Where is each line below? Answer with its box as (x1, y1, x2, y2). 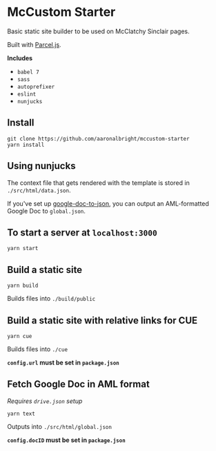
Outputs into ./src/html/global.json (7, 422, 112, 430)
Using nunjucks (7, 160, 76, 172)
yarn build (7, 282, 39, 290)
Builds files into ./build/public (7, 294, 96, 303)
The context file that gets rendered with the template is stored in (7, 178, 190, 187)
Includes (7, 53, 33, 62)
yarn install (7, 141, 45, 148)
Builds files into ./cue (7, 345, 68, 353)
